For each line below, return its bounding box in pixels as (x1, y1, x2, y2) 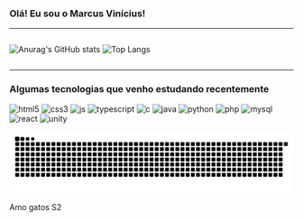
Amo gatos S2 (9, 202, 62, 213)
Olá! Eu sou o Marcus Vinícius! (9, 7, 146, 20)
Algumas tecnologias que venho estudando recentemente (9, 83, 270, 96)
